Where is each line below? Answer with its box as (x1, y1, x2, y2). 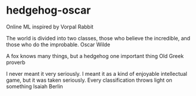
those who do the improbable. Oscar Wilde (6, 41, 110, 48)
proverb (6, 59, 25, 66)
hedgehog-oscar (6, 4, 91, 17)
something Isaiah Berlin (6, 82, 63, 89)
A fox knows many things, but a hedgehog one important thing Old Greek (6, 52, 184, 59)
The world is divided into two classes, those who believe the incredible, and (6, 34, 191, 41)
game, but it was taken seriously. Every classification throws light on (6, 76, 172, 84)
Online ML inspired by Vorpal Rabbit (6, 23, 94, 30)
